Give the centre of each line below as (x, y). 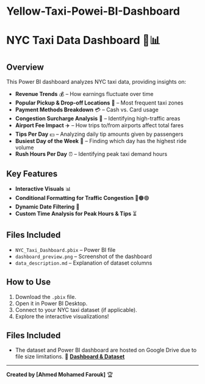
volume (24, 147)
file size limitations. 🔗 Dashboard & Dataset (70, 356)
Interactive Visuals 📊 (43, 189)
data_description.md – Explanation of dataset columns (84, 263)
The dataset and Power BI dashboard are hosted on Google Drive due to (106, 350)
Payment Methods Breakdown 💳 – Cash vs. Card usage (87, 110)
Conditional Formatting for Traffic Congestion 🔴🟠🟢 (82, 198)
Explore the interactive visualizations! (62, 316)
